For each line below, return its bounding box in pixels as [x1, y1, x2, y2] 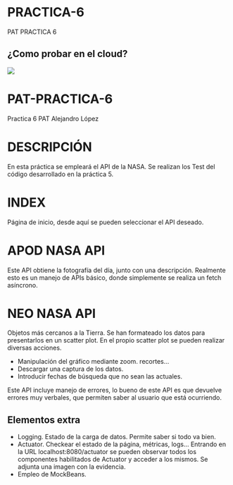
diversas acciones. [7, 343, 62, 352]
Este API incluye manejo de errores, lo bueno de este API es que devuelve [7, 386, 222, 395]
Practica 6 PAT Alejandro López [7, 114, 99, 123]
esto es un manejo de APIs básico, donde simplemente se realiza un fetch [7, 273, 222, 282]
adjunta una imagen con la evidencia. [17, 462, 126, 471]
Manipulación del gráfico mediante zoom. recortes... [17, 357, 170, 366]
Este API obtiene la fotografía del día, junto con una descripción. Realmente [7, 266, 227, 274]
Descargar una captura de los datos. [17, 364, 124, 374]
